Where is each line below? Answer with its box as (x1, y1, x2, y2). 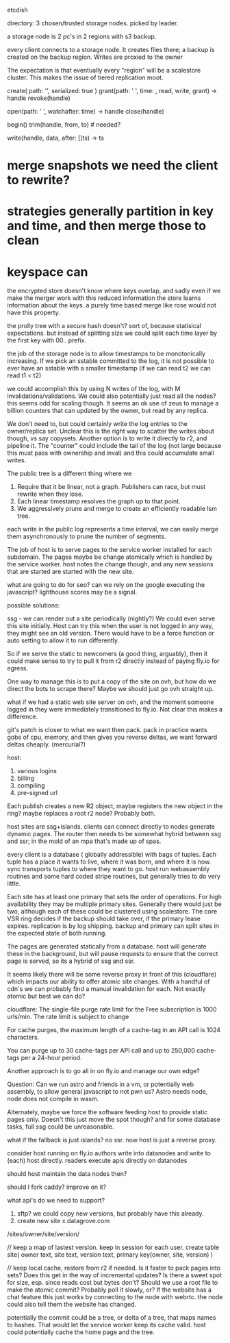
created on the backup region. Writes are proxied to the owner (7, 53, 183, 61)
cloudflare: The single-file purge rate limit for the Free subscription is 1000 (7, 1005, 217, 1014)
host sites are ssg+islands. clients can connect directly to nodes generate (7, 823, 216, 831)
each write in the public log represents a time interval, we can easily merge (7, 525, 219, 534)
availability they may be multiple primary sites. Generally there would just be (7, 900, 222, 908)
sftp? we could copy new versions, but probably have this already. (16, 1209, 204, 1218)
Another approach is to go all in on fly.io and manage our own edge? (7, 1067, 200, 1075)
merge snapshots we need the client (7, 158, 218, 173)
